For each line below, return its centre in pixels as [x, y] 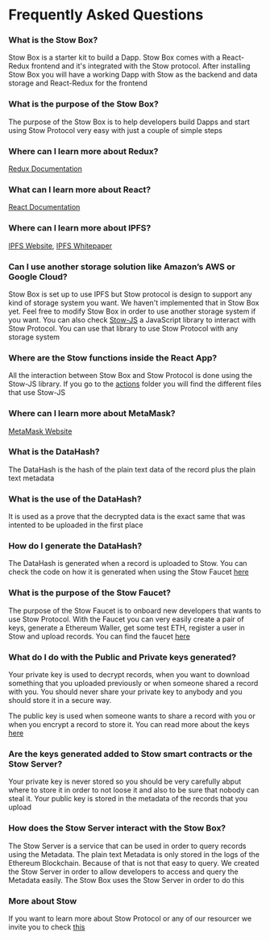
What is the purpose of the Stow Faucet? [90, 593]
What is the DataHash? [54, 451]
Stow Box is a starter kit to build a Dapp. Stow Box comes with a [114, 57]
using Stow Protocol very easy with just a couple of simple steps [116, 130]
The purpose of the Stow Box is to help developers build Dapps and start [129, 122]
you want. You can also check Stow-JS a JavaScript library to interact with [132, 319]
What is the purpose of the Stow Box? [83, 104]
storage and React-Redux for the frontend [78, 83]
